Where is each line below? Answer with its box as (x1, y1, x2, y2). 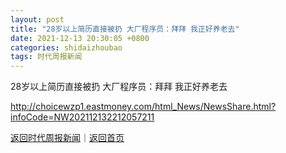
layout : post (10, 14, 65, 25)
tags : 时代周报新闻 (10, 52, 83, 62)
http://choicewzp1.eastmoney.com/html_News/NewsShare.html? (10, 101, 277, 113)
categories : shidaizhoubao (10, 42, 123, 53)
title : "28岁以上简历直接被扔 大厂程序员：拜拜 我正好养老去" (10, 24, 240, 34)
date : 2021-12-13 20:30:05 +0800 (10, 33, 150, 43)
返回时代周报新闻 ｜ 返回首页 (10, 132, 125, 144)
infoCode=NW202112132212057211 (10, 111, 155, 123)
